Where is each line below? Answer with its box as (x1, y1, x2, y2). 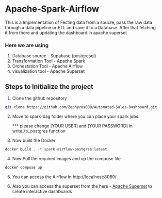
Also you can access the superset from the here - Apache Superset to (12, 183, 152, 189)
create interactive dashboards (12, 188, 72, 194)
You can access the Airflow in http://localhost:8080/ (12, 174, 117, 180)
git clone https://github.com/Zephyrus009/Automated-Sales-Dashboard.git (5, 105, 158, 110)
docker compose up (5, 165, 42, 170)
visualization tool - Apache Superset (12, 68, 85, 74)
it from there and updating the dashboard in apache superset (5, 30, 127, 35)
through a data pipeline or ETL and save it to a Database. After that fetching (5, 24, 156, 30)
